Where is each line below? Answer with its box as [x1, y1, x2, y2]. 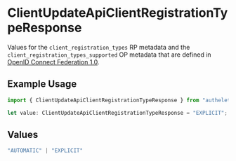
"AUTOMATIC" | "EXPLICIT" [7, 147, 83, 155]
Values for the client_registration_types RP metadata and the [7, 43, 190, 51]
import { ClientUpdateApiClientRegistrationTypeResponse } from [7, 97, 199, 104]
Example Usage [7, 78, 77, 90]
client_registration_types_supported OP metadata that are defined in [7, 50, 212, 59]
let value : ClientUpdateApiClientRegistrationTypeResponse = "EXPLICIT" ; [7, 109, 228, 116]
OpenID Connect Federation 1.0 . [7, 57, 100, 66]
